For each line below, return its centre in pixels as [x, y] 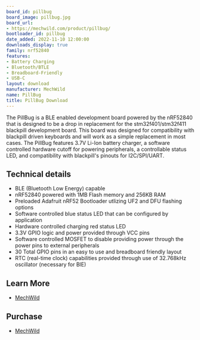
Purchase [24, 316]
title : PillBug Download [37, 100]
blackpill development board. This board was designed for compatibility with [100, 130]
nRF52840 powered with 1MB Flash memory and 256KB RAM [90, 195]
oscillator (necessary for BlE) [50, 265]
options [24, 208]
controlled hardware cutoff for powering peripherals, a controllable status [96, 149]
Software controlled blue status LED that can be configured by [92, 214]
